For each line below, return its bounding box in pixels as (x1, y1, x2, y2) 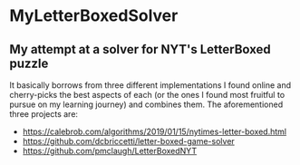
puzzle (9, 55, 49, 71)
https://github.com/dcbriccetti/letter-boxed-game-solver (22, 136, 236, 146)
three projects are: (9, 109, 79, 119)
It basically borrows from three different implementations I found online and (9, 80, 292, 91)
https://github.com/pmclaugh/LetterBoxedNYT (22, 146, 198, 156)
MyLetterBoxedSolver (9, 5, 179, 26)
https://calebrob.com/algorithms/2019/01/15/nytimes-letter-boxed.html (22, 126, 287, 137)
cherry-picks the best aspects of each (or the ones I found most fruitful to (9, 90, 285, 100)
